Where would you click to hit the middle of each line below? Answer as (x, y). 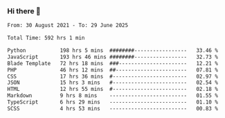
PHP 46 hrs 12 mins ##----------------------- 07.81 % (112, 70)
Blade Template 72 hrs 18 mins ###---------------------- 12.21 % (112, 63)
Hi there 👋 (24, 11)
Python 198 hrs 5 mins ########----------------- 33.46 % (112, 51)
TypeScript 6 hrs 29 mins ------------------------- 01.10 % (112, 102)
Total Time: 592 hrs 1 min (46, 38)
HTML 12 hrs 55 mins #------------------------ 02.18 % (112, 90)
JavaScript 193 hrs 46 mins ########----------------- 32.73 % (112, 57)
